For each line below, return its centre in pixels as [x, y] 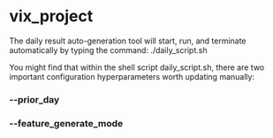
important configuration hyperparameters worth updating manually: [132, 76]
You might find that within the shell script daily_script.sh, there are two [137, 67]
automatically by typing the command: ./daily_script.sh [108, 50]
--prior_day [34, 99]
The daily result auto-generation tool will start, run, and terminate [128, 41]
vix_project [51, 16]
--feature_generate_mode [66, 123]
